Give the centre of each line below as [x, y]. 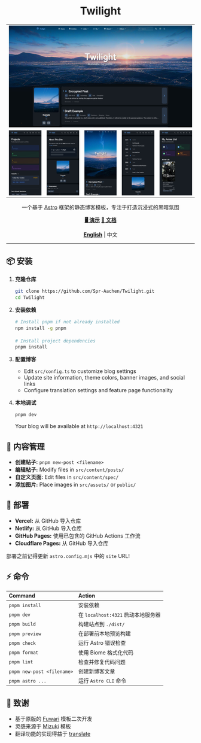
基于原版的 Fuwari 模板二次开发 [54, 718]
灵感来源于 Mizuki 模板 [43, 726]
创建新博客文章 [97, 671]
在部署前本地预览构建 [104, 633]
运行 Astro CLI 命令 [102, 681]
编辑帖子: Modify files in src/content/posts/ [69, 469]
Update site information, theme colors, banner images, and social [104, 378]
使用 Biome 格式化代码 [106, 652]
